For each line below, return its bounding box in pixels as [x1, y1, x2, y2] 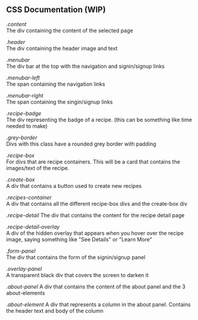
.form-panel [6, 247, 36, 255]
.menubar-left [6, 74, 40, 81]
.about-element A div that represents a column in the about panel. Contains [6, 300, 191, 308]
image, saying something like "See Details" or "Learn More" [6, 236, 153, 243]
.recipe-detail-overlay [6, 223, 60, 230]
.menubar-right [6, 92, 43, 99]
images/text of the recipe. [6, 164, 70, 171]
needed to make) [6, 122, 48, 130]
